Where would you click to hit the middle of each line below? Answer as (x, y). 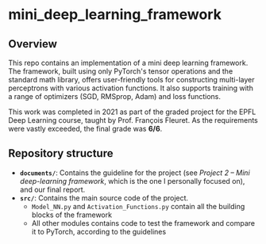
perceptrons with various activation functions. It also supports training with (131, 88)
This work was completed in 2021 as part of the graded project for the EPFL (132, 112)
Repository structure (61, 153)
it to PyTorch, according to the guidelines (99, 231)
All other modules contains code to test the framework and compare (143, 223)
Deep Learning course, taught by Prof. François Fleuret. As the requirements (133, 120)
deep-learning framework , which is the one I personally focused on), (132, 181)
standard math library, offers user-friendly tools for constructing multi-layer (131, 80)
